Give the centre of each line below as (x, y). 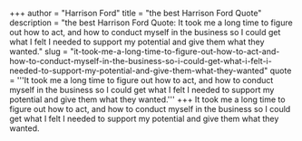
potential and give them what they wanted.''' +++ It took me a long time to (147, 99)
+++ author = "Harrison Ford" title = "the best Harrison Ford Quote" (136, 13)
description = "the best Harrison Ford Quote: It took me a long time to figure (151, 23)
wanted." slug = (39, 52)
